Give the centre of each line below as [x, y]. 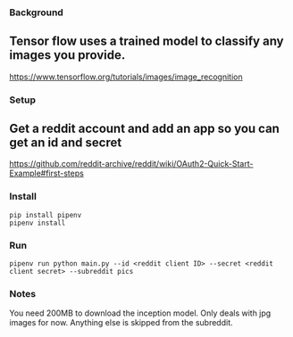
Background [37, 12]
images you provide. [67, 55]
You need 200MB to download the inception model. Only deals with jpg [140, 313]
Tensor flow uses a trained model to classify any [146, 41]
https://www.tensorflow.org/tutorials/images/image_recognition [126, 77]
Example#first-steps [47, 173]
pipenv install [38, 223]
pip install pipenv [46, 215]
